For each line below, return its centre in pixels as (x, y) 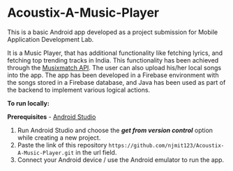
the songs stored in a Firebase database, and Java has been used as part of (116, 82)
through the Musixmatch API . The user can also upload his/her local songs (114, 67)
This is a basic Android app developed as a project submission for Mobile (113, 32)
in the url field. (96, 152)
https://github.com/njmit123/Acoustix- (166, 145)
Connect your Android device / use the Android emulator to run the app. (121, 160)
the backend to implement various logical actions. (79, 90)
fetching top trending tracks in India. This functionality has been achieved (113, 60)
